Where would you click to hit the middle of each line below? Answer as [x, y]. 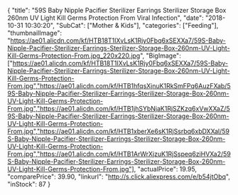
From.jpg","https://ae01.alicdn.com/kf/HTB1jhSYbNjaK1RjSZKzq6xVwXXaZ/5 [119, 109]
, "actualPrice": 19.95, [166, 169]
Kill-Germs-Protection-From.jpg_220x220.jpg [74, 56]
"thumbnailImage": [35, 33]
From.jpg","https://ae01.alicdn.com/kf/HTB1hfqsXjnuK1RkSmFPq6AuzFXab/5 [119, 86]
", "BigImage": [160, 56]
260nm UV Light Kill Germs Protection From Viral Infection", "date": [106, 18]
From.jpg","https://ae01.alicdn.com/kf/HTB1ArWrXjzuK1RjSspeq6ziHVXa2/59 [119, 154]
